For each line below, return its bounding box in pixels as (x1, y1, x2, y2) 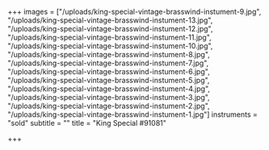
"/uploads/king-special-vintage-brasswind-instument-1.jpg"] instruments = (7, 110, 258, 119)
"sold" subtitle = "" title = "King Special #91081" (7, 119, 167, 127)
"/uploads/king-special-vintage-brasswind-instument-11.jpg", (7, 32, 212, 42)
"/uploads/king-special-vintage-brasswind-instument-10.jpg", (7, 41, 213, 51)
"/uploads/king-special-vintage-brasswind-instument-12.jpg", (7, 24, 213, 33)
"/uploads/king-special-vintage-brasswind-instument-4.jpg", (7, 84, 211, 94)
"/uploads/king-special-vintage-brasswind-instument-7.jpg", (7, 58, 209, 68)
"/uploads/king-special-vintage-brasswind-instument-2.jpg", (7, 101, 211, 110)
